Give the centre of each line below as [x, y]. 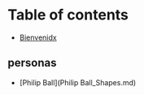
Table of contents [68, 15]
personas [32, 63]
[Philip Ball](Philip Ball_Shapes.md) [78, 82]
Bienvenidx [38, 37]
